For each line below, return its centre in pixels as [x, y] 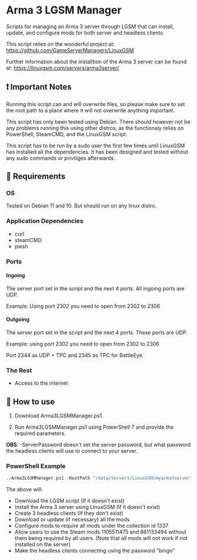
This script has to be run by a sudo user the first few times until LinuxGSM [96, 145]
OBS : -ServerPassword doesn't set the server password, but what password [98, 445]
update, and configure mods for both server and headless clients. [85, 32]
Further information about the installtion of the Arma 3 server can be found [96, 62]
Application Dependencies [45, 221]
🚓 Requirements [36, 177]
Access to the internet [41, 383]
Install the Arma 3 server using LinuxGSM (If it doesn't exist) [87, 507]
